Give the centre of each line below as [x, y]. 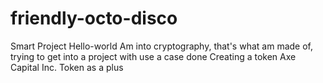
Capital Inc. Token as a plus [67, 67]
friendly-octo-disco [94, 18]
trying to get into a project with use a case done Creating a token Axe [153, 56]
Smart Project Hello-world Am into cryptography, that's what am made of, [161, 46]
